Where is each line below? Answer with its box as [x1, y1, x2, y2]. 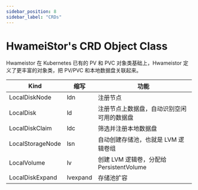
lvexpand [67, 174, 93, 182]
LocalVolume [9, 159, 45, 167]
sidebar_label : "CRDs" [6, 14, 62, 20]
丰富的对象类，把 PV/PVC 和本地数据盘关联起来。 [21, 67, 142, 74]
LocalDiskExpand [9, 174, 57, 182]
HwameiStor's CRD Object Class [6, 39, 168, 53]
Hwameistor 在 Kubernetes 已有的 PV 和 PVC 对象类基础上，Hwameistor [6, 59, 182, 66]
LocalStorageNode [9, 139, 61, 148]
